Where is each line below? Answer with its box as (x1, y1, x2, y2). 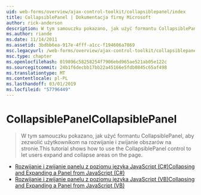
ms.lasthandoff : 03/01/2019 (6, 81, 77, 87)
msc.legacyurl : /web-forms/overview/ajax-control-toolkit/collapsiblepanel (6, 48, 199, 54)
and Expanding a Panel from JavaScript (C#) (14, 169, 125, 176)
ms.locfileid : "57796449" (6, 87, 71, 93)
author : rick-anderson (6, 20, 63, 26)
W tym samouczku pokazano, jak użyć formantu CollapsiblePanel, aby (20, 132, 194, 139)
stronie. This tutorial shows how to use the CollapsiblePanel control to (20, 145, 191, 152)
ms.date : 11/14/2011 (6, 36, 58, 42)
